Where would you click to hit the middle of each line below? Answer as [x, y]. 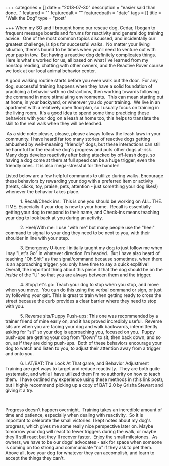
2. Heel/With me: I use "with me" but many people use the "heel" [87, 227]
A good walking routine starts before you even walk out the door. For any [81, 81]
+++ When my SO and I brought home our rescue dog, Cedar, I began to [80, 28]
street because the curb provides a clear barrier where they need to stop [81, 301]
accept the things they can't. [35, 458]
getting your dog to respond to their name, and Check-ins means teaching [82, 212]
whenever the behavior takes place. [42, 192]
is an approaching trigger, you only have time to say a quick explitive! [77, 264]
